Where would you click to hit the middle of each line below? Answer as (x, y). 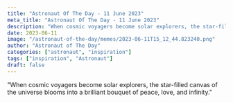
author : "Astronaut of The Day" (54, 46)
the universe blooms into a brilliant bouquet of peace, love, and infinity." (110, 92)
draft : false (26, 65)
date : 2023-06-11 (32, 33)
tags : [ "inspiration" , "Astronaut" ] (60, 59)
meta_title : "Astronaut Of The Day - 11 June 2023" (83, 20)
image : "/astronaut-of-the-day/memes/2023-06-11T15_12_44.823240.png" (111, 39)
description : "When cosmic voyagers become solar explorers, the (103, 26)
